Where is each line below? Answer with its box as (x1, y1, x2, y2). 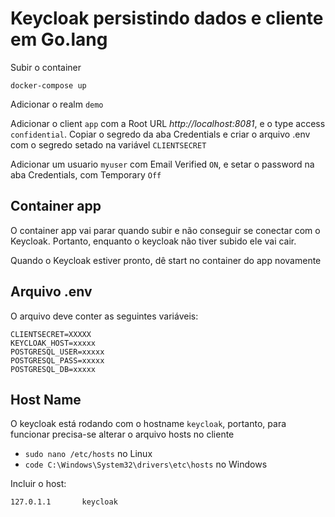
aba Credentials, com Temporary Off (10, 168, 162, 181)
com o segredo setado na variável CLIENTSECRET (10, 138, 207, 151)
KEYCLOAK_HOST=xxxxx (10, 338, 97, 348)
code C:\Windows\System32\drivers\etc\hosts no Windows (24, 458, 268, 471)
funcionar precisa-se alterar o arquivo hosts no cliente (10, 428, 235, 441)
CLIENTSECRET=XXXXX (10, 329, 92, 339)
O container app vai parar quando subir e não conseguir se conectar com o (10, 224, 321, 236)
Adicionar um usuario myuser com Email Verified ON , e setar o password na (10, 158, 315, 170)
